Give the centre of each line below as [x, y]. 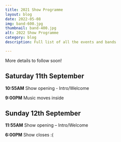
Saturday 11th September [45, 76]
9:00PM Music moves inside [34, 98]
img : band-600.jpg [24, 24]
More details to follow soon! [33, 61]
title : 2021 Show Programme [34, 10]
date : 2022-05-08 [23, 19]
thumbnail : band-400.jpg [31, 28]
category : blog [21, 38]
